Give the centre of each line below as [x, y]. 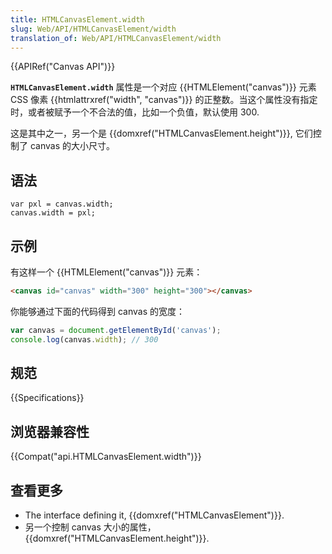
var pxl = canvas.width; [62, 204]
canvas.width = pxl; [53, 213]
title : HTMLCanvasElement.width [77, 19]
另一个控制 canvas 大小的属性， [90, 527]
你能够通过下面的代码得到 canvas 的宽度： [97, 311]
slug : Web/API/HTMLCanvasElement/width [93, 29]
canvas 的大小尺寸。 [72, 146]
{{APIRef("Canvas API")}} [63, 67]
